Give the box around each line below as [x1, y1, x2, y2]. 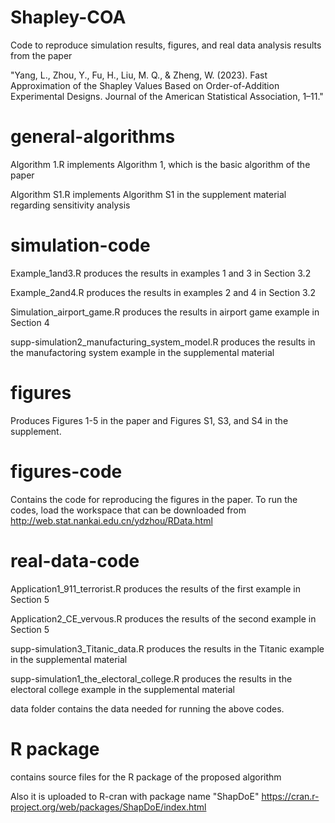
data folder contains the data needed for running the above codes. [10, 702, 285, 715]
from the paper [10, 49, 73, 61]
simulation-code [10, 234, 151, 257]
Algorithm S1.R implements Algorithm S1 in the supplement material [10, 188, 287, 200]
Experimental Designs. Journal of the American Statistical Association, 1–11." [10, 90, 324, 102]
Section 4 [10, 316, 50, 328]
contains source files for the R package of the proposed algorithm [10, 771, 282, 783]
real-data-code [10, 549, 140, 572]
